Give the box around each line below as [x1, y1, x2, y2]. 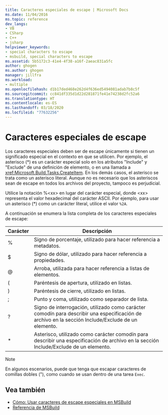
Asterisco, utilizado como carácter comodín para [33, 331, 148, 338]
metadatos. [33, 242, 60, 249]
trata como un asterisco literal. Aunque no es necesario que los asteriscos [5, 175, 158, 181]
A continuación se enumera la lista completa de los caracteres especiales [5, 210, 156, 216]
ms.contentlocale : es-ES [5, 101, 57, 106]
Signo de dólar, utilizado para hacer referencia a [33, 250, 147, 257]
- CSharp [5, 31, 23, 36]
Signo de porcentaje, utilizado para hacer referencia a [33, 236, 160, 243]
